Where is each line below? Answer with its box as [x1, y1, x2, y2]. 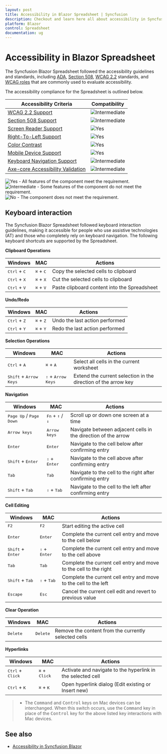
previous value [62, 594, 96, 601]
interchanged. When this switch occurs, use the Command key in [24, 705, 156, 711]
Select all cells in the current [73, 358, 140, 365]
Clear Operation [5, 606, 39, 613]
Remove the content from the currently [55, 627, 146, 634]
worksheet [73, 364, 98, 371]
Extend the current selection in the [73, 372, 154, 379]
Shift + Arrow [7, 373, 38, 380]
